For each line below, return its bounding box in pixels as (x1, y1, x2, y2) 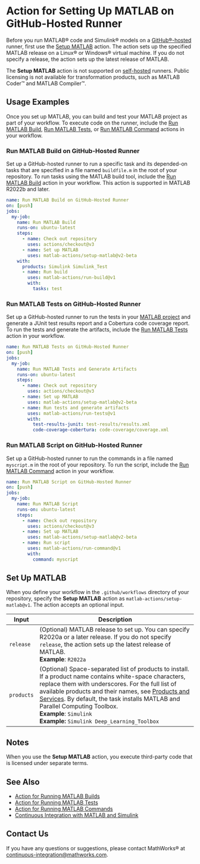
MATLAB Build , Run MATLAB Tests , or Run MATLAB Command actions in (6, 125, 185, 132)
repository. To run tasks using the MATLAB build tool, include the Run (6, 173, 177, 180)
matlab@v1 (6, 602, 31, 608)
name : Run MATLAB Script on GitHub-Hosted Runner (6, 478, 132, 485)
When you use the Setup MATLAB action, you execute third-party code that (6, 753, 193, 760)
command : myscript (32, 556, 79, 562)
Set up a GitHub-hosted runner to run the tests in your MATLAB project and (6, 313, 190, 321)
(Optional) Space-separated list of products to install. (39, 665, 189, 673)
